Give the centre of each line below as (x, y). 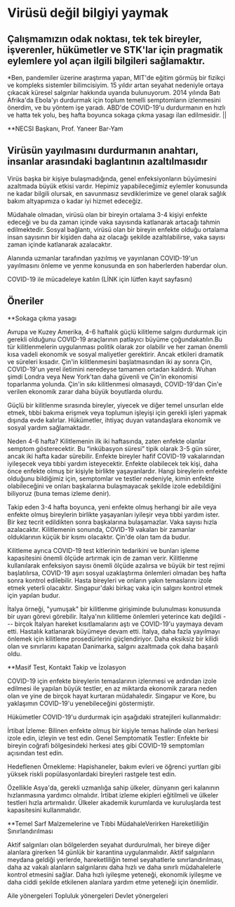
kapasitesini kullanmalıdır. (45, 810)
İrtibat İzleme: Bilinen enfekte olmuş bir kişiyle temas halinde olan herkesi (113, 730)
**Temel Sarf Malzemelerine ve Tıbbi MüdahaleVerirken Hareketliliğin (108, 823)
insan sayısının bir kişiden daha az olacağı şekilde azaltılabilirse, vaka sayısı (116, 237)
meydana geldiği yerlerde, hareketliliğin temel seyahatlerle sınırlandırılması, (116, 859)
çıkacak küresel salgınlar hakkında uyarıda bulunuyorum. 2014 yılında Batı (114, 92)
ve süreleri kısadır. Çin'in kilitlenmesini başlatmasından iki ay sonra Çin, (110, 361)
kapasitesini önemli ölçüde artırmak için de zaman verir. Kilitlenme (103, 558)
